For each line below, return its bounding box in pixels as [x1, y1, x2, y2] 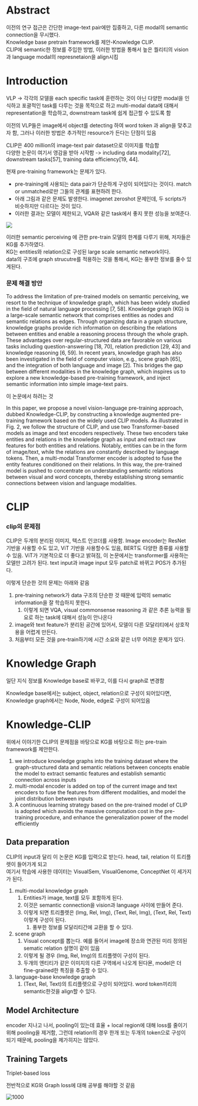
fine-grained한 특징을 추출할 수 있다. [23, 967, 109, 974]
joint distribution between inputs [14, 795, 93, 802]
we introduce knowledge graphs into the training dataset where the [14, 757, 179, 764]
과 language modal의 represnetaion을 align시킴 [6, 53, 119, 60]
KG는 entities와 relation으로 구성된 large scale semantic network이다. [6, 248, 171, 255]
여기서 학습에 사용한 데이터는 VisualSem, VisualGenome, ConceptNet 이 [6, 868, 176, 875]
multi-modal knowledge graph [14, 887, 88, 894]
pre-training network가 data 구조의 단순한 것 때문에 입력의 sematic [14, 591, 172, 598]
